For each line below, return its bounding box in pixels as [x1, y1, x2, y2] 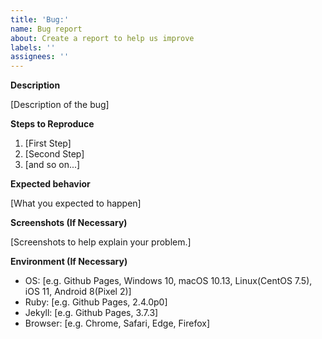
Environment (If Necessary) [10, 256, 128, 268]
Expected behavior [10, 178, 91, 190]
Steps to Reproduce [10, 118, 95, 130]
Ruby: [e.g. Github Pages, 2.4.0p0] [24, 296, 168, 308]
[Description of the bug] [10, 99, 110, 111]
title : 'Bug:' [10, 14, 70, 25]
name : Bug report [10, 24, 83, 34]
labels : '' [10, 42, 56, 53]
